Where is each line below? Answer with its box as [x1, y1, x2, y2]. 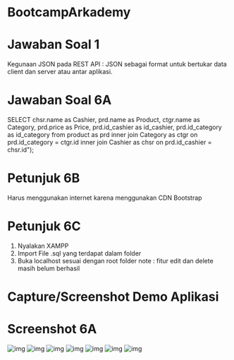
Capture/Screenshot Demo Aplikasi [7, 289, 219, 305]
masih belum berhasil [17, 264, 80, 272]
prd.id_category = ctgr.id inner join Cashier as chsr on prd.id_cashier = [7, 138, 213, 147]
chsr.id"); [7, 145, 34, 154]
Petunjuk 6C [7, 218, 81, 234]
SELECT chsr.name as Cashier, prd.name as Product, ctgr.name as [7, 116, 201, 124]
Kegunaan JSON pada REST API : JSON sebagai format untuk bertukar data [7, 60, 227, 68]
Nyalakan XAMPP [17, 241, 69, 250]
